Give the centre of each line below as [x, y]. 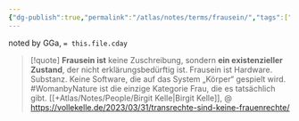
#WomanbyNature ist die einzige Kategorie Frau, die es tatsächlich [153, 88]
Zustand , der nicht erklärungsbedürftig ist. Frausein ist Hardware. [151, 69]
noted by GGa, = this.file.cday [68, 43]
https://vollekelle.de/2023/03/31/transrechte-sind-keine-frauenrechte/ [160, 107]
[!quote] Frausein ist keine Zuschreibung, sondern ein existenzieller [156, 60]
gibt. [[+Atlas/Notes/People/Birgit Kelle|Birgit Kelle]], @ [131, 98]
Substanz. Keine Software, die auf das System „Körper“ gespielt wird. [158, 79]
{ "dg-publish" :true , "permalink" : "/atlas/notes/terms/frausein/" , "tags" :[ [149, 17]
